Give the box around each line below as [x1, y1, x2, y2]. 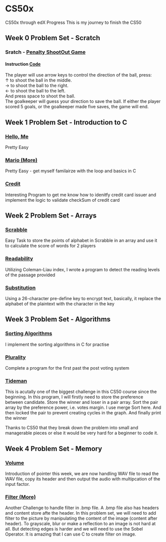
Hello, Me [5, 133, 29, 140]
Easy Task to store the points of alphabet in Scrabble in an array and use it [5, 237, 158, 243]
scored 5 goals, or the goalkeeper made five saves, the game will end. [5, 104, 149, 110]
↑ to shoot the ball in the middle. [5, 77, 72, 83]
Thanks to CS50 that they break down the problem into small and [5, 425, 138, 431]
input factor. [5, 481, 30, 487]
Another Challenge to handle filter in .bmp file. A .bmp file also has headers [5, 505, 159, 511]
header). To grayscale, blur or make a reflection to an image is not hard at [5, 521, 156, 527]
